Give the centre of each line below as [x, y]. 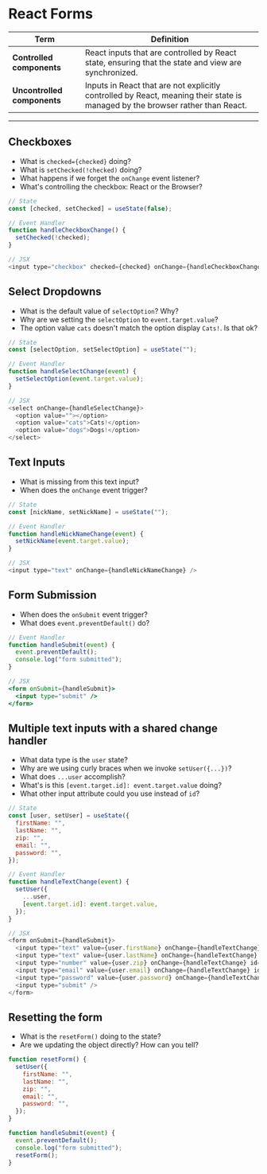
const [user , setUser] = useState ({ [69, 816]
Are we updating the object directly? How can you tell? [109, 1045]
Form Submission [52, 595]
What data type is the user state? [74, 760]
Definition [170, 39]
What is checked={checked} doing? [75, 161]
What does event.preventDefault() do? [85, 622]
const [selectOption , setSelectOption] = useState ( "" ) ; [103, 350]
